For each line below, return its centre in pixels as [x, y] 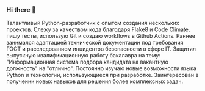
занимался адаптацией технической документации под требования [95, 43]
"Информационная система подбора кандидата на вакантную [88, 62]
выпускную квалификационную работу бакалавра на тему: [83, 56]
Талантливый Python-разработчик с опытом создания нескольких [93, 23]
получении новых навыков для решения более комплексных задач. [95, 81]
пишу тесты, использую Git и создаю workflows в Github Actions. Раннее [101, 36]
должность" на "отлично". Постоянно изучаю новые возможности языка [102, 68]
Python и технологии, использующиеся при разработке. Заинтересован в [103, 75]
